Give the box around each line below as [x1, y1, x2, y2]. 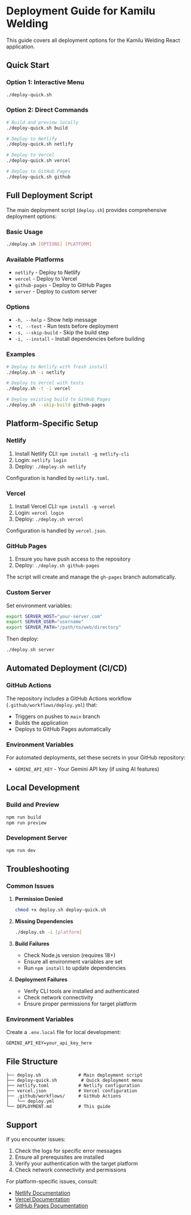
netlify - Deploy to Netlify [14, 269, 81, 276]
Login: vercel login [14, 509, 64, 516]
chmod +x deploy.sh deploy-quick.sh [14, 907, 106, 913]
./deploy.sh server [6, 647, 55, 653]
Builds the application [14, 719, 69, 726]
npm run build [6, 814, 42, 820]
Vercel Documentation [14, 1195, 70, 1202]
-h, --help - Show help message [14, 316, 97, 324]
